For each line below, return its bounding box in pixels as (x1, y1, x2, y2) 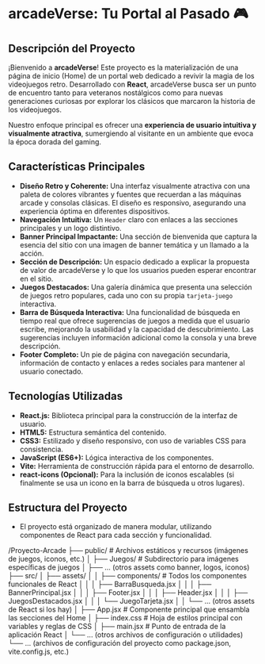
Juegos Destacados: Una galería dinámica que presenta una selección (19, 282, 252, 292)
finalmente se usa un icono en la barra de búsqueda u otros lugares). (19, 478, 245, 487)
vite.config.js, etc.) (8, 647, 70, 657)
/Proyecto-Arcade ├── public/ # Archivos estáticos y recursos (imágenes (8, 546, 249, 555)
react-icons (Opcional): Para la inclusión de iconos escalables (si (19, 470, 235, 479)
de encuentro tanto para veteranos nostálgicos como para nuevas (8, 88, 224, 98)
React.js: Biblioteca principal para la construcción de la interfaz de (19, 410, 238, 420)
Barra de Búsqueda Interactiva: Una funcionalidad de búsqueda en (19, 307, 240, 317)
